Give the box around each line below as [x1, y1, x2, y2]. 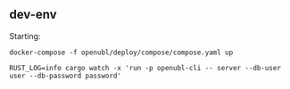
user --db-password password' [9, 71, 122, 80]
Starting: [9, 30, 41, 41]
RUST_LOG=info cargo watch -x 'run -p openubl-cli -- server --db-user [9, 63, 281, 72]
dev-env [9, 7, 57, 22]
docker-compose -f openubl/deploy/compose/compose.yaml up [9, 48, 234, 57]
